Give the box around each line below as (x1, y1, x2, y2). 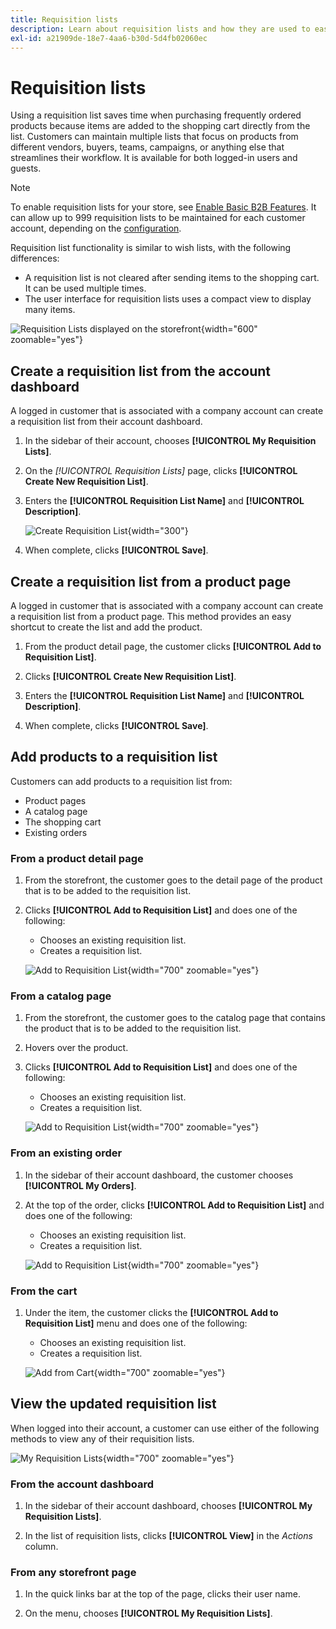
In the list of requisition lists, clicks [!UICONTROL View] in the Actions (24, 1530, 313, 1542)
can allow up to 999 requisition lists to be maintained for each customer (10, 212, 306, 224)
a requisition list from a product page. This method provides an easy (10, 610, 292, 622)
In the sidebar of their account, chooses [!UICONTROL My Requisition (24, 435, 317, 447)
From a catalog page (10, 989, 112, 1003)
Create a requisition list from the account (10, 362, 272, 380)
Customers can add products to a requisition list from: (10, 775, 233, 787)
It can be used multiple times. (24, 282, 147, 295)
